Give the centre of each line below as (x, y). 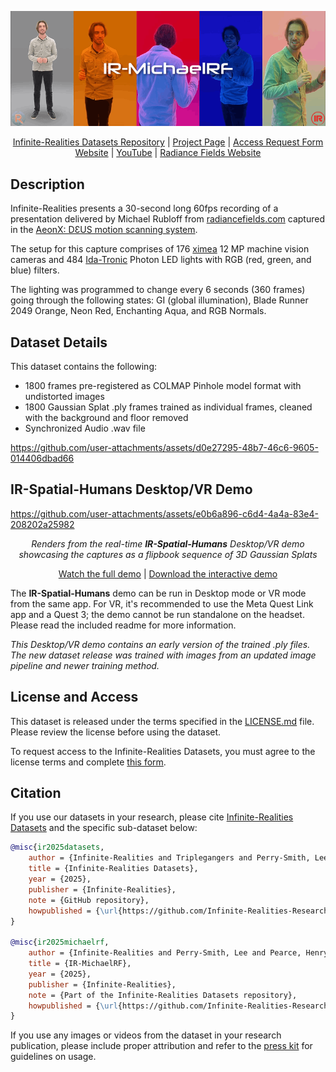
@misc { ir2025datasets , (57, 847)
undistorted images (64, 396)
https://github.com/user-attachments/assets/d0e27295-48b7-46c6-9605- (164, 447)
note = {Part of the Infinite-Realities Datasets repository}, (163, 995)
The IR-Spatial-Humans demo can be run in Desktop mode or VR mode (158, 593)
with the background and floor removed (106, 417)
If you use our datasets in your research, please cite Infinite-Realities (152, 817)
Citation (36, 793)
